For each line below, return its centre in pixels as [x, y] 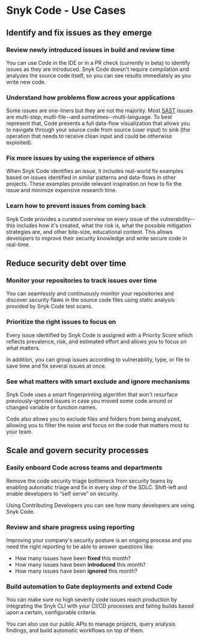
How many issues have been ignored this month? [76, 571]
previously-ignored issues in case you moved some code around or [89, 401]
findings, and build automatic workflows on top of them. [75, 630]
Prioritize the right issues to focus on [61, 322]
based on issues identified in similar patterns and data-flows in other [91, 177]
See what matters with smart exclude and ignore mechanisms [98, 381]
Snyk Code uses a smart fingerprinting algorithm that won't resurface [92, 395]
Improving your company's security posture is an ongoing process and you [99, 540]
